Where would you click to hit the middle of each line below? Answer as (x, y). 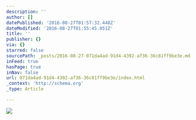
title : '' (18, 34)
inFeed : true (22, 61)
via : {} (16, 45)
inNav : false (22, 72)
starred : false (25, 50)
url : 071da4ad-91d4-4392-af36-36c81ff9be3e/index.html (76, 78)
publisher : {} (24, 39)
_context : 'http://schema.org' (45, 84)
